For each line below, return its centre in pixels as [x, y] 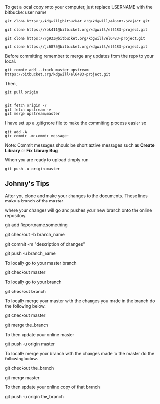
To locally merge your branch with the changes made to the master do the [80, 353]
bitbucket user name [26, 12]
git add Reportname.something [36, 225]
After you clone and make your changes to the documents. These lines [76, 196]
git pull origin [22, 92]
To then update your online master [40, 334]
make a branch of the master [34, 201]
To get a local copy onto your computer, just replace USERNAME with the [79, 7]
